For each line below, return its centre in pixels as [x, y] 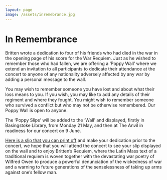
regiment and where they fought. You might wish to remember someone [79, 100]
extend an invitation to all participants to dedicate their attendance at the [80, 69]
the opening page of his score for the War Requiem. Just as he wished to [81, 58]
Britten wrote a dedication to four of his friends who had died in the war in [81, 53]
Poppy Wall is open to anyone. [36, 110]
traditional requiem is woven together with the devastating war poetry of [80, 156]
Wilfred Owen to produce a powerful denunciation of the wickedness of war [83, 162]
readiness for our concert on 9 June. [43, 131]
